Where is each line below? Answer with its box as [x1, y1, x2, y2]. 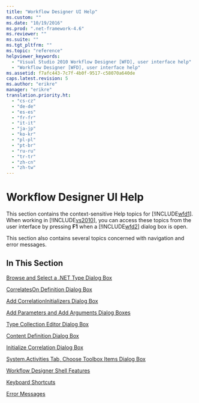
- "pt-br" [11, 142, 36, 149]
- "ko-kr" [11, 131, 36, 138]
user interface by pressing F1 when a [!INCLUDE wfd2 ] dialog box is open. [6, 223, 188, 231]
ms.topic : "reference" [6, 48, 63, 54]
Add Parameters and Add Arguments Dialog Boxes [6, 309, 131, 316]
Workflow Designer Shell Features [6, 366, 91, 374]
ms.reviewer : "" [6, 31, 47, 37]
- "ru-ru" [11, 148, 36, 154]
